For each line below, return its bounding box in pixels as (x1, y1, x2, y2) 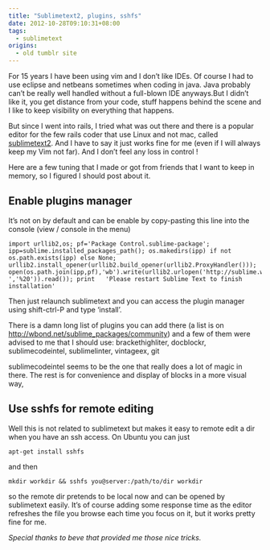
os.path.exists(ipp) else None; (8, 254, 117, 262)
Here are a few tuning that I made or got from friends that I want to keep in (8, 163, 255, 172)
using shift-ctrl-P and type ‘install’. (8, 304, 122, 314)
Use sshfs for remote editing (8, 402, 154, 416)
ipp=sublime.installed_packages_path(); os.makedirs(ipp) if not (8, 246, 231, 254)
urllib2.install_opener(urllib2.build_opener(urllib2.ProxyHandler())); (8, 261, 257, 269)
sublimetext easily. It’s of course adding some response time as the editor (8, 500, 252, 510)
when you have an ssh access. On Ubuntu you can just (8, 432, 190, 441)
